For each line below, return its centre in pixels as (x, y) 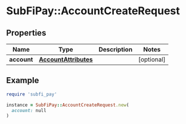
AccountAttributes (66, 59)
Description (115, 50)
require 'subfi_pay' (32, 94)
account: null (29, 110)
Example (23, 80)
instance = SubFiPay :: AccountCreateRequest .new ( (68, 105)
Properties (26, 33)
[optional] (152, 59)
